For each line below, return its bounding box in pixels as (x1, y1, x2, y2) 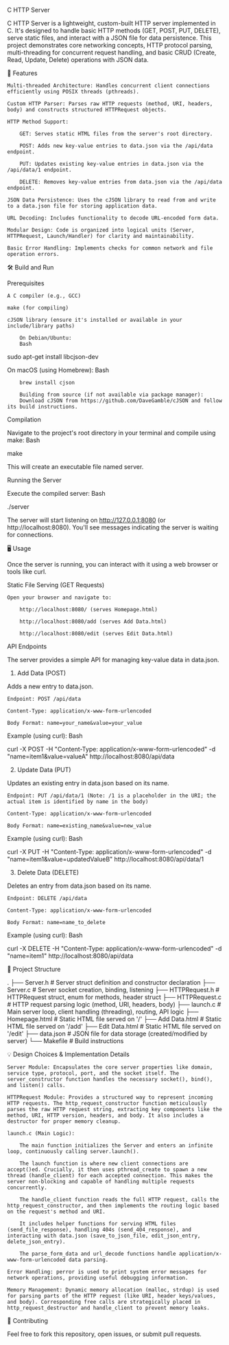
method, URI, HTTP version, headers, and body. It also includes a (7, 1112, 204, 1119)
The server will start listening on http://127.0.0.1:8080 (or (7, 516, 166, 524)
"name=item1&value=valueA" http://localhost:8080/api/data (7, 752, 175, 761)
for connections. (7, 531, 53, 538)
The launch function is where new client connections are (19, 1160, 189, 1167)
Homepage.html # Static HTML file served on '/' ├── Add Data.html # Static (7, 1015, 222, 1023)
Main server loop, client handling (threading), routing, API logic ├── (7, 1007, 199, 1016)
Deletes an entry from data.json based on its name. (7, 882, 152, 890)
